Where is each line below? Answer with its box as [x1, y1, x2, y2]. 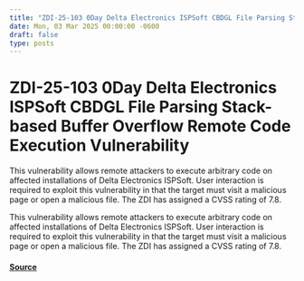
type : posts [9, 38, 54, 48]
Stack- [221, 97, 273, 118]
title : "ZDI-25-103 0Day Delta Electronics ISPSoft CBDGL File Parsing [9, 13, 285, 23]
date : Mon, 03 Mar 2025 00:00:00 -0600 [9, 22, 160, 31]
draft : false [9, 30, 59, 39]
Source [9, 261, 38, 272]
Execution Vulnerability [9, 135, 190, 156]
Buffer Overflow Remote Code [60, 116, 291, 137]
